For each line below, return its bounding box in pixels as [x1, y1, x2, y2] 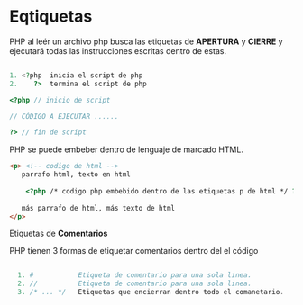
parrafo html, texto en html [21, 170, 131, 179]
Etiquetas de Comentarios [9, 228, 108, 239]
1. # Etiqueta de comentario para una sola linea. [17, 271, 252, 280]
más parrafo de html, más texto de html [21, 203, 176, 212]
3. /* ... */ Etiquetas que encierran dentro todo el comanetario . [17, 288, 284, 297]
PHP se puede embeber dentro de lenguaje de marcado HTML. [9, 144, 243, 155]
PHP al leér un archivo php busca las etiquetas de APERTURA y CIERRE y [9, 36, 283, 47]
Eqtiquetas [9, 6, 93, 27]
